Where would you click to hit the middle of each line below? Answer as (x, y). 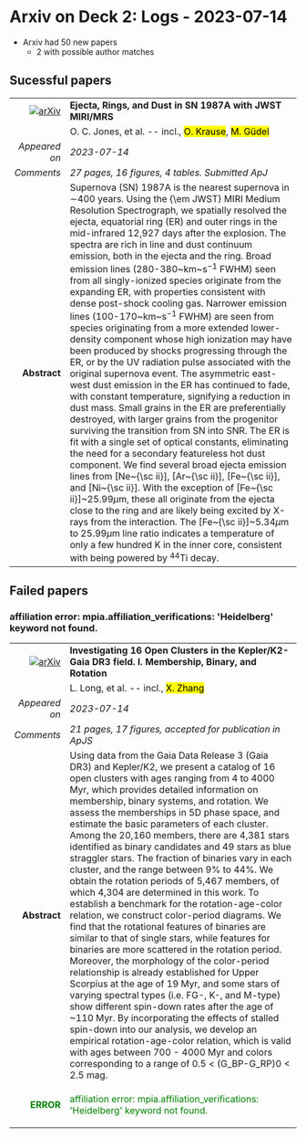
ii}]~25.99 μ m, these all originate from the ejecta (172, 500)
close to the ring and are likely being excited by (170, 511)
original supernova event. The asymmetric (160, 374)
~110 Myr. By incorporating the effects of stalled (174, 1018)
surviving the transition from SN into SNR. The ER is (179, 431)
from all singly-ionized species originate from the (175, 280)
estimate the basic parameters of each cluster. (169, 824)
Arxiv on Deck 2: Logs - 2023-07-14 (148, 17)
